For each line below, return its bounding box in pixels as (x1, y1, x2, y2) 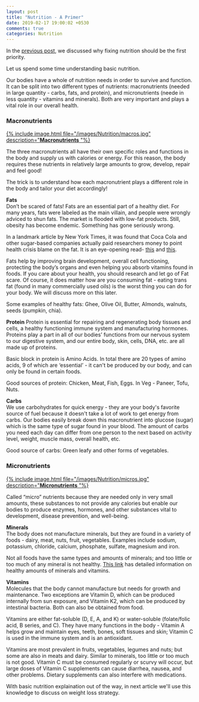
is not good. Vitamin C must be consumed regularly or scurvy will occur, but (6, 659, 193, 666)
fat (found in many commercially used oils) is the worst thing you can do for (6, 283, 192, 290)
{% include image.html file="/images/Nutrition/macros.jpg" (6, 130, 151, 138)
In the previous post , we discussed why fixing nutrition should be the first (6, 47, 186, 54)
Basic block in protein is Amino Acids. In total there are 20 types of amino (6, 355, 186, 363)
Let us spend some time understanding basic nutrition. (6, 65, 140, 72)
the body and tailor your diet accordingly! (6, 185, 108, 192)
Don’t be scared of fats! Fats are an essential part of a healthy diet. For (6, 203, 180, 210)
